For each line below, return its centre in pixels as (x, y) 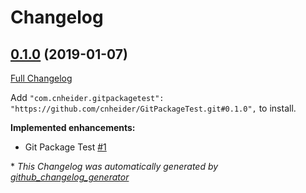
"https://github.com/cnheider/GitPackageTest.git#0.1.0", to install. (153, 108)
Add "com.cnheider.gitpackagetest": (87, 97)
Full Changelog (41, 78)
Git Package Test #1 (65, 147)
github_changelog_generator (70, 177)
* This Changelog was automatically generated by (114, 166)
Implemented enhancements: (73, 127)
